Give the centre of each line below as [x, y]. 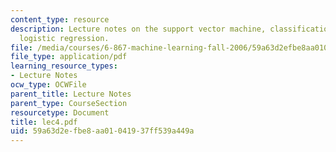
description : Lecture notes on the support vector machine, [138, 29]
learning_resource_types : [64, 66]
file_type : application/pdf [69, 57]
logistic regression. [64, 38]
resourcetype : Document [60, 112]
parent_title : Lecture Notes [71, 94]
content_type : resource [60, 19]
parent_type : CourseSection [69, 103]
